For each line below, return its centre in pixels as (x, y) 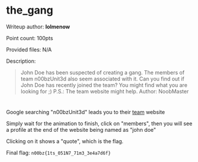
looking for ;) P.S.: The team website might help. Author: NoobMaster (105, 91)
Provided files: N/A (29, 49)
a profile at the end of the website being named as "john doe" (81, 130)
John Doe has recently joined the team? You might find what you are (104, 85)
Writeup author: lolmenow (38, 27)
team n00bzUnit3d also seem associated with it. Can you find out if (102, 79)
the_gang (30, 10)
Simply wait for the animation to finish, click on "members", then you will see (99, 124)
